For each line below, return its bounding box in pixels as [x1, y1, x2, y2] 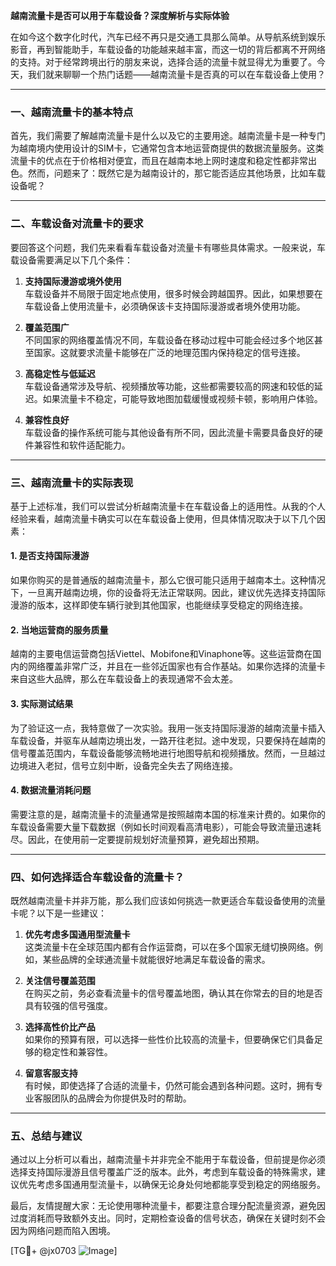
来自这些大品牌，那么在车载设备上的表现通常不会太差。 [10, 673, 238, 685]
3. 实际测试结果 [10, 697, 74, 709]
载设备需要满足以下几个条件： [10, 254, 133, 266]
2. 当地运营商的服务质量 [10, 624, 109, 636]
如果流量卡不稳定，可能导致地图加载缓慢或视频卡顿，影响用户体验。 [42, 392, 323, 404]
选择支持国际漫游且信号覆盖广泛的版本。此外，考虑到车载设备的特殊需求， [10, 1166, 317, 1178]
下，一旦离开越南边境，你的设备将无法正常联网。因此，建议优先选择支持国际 [10, 587, 326, 599]
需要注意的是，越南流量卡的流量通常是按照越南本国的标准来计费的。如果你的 [10, 808, 326, 820]
